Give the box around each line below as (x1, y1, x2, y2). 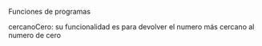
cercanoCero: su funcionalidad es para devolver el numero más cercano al (8, 22, 255, 31)
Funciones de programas (8, 7, 91, 16)
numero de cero (8, 31, 62, 40)
